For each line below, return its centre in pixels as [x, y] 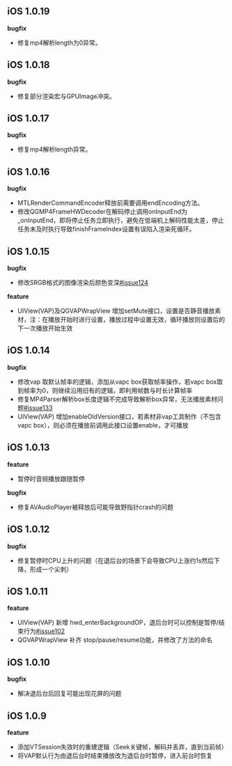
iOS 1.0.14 [29, 351]
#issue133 [38, 407]
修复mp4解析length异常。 [54, 150]
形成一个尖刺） [51, 569]
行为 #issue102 [44, 631]
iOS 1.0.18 [29, 65]
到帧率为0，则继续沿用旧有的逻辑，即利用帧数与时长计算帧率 [105, 390]
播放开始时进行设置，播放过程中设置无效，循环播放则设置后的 [136, 320]
